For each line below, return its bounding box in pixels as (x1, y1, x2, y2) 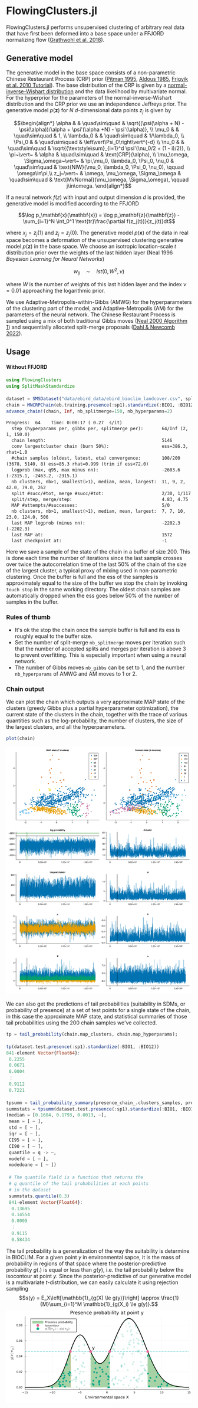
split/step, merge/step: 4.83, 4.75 (11, 496, 189, 502)
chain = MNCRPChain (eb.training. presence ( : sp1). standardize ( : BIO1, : (6, 402, 181, 408)
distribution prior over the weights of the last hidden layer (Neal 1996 (6, 249, 173, 256)
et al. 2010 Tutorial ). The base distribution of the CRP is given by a (6, 81, 167, 89)
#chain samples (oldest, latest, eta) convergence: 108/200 (11, 455, 181, 461)
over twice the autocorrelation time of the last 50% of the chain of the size (6, 561, 187, 568)
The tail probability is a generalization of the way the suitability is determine (6, 1247, 190, 1255)
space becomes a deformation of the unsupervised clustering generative (6, 237, 184, 244)
